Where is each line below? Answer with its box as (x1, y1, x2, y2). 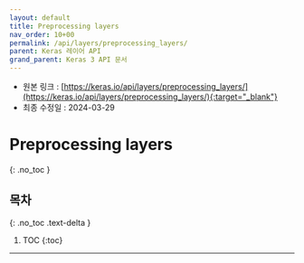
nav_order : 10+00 (9, 30, 75, 39)
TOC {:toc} (22, 234, 63, 245)
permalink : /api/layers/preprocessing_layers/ (9, 38, 188, 48)
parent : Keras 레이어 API (9, 47, 101, 56)
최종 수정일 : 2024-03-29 (22, 102, 115, 113)
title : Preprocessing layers (9, 22, 119, 31)
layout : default (9, 13, 71, 23)
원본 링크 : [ (22, 81, 65, 91)
